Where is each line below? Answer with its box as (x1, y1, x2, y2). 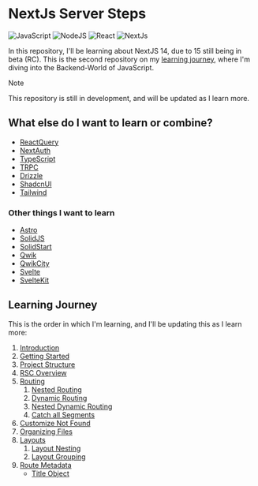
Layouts (19, 435, 46, 444)
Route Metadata (19, 460, 73, 469)
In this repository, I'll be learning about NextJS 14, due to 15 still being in (8, 46, 242, 55)
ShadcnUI (19, 179, 52, 189)
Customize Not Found (19, 418, 91, 428)
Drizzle (19, 170, 43, 180)
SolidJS (19, 234, 45, 243)
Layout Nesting (31, 443, 81, 453)
